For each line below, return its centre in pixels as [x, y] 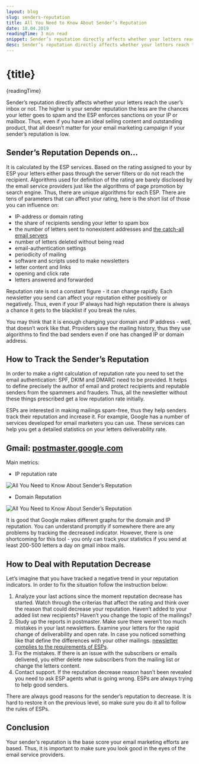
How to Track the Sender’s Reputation [78, 360]
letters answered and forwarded [54, 280]
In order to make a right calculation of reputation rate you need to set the [95, 374]
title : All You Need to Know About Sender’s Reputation [76, 23]
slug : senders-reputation [38, 17]
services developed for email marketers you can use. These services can [95, 423]
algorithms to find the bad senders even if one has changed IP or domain [95, 334]
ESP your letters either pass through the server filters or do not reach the [95, 173]
